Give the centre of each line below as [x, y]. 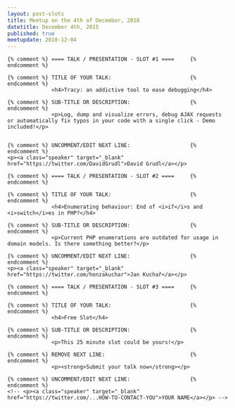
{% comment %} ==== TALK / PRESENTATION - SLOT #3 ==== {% [102, 287]
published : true [31, 33]
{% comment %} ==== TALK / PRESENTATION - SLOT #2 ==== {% [102, 177]
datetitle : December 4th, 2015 [53, 27]
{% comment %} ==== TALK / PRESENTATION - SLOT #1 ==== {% [102, 59]
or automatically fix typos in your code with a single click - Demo [112, 121]
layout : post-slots [36, 14]
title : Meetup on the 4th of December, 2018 [74, 20]
